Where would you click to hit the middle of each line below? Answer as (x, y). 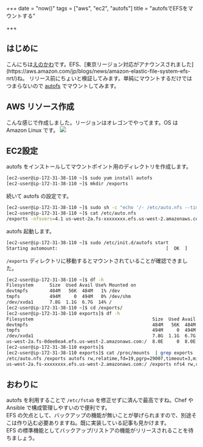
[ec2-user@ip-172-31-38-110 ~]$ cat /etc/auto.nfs (71, 213)
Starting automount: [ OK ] (97, 248)
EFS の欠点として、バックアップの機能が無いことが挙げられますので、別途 (99, 416)
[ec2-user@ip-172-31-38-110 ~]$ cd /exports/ (64, 308)
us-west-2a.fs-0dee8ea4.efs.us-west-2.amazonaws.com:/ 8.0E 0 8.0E (101, 342)
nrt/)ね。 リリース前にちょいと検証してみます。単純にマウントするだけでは (99, 78)
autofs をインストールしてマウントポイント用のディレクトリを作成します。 (99, 167)
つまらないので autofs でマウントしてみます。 (63, 85)
